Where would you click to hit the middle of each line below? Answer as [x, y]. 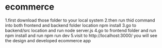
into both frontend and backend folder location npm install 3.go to [71, 25]
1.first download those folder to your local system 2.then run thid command [80, 20]
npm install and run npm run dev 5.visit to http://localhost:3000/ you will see [81, 36]
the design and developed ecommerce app [48, 40]
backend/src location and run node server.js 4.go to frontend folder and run [81, 30]
